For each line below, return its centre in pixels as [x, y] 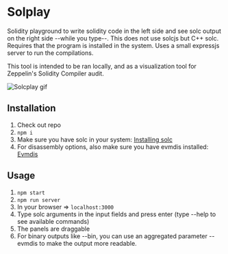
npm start [31, 193]
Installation [31, 108]
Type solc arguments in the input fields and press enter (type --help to [116, 214]
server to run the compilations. [50, 53]
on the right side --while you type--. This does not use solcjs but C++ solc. [113, 38]
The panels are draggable [53, 229]
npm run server [39, 200]
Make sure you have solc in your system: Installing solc [95, 139]
